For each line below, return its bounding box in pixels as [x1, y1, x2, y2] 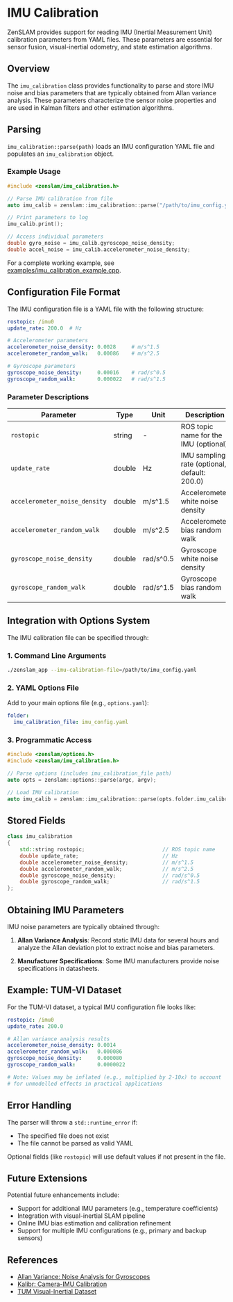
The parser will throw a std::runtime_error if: [7, 1118, 138, 1126]
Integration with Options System [7, 615, 150, 627]
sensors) [17, 1234, 43, 1242]
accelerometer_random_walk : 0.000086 [7, 1048, 123, 1055]
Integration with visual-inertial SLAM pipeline [17, 1212, 146, 1220]
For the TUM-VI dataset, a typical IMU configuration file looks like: [7, 1003, 196, 1011]
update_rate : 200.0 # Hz [7, 325, 82, 332]
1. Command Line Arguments [7, 650, 107, 660]
